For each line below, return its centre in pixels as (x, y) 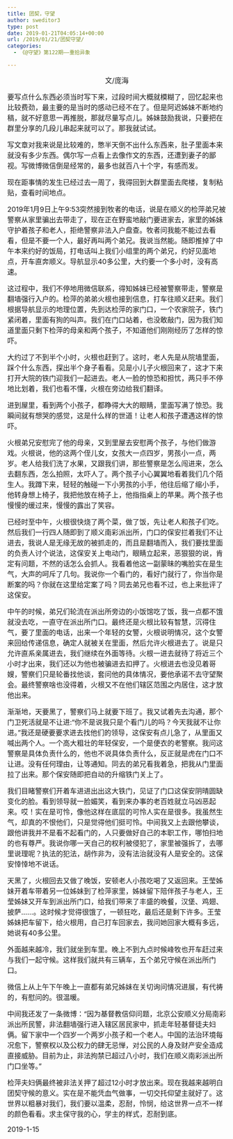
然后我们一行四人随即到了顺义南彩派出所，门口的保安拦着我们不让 (115, 532)
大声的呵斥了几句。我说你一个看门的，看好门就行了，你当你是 (122, 574)
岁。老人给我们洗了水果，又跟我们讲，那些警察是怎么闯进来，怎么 (115, 463)
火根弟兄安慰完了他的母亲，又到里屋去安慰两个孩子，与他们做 (109, 442)
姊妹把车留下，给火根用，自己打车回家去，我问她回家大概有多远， (115, 922)
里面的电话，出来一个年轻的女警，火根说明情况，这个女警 (129, 633)
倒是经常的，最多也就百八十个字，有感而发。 (129, 166)
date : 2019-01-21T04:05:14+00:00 (56, 33)
